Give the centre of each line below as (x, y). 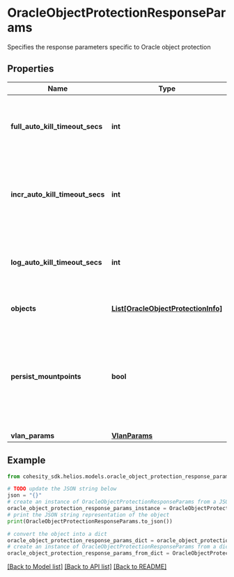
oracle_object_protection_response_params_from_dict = (88, 553)
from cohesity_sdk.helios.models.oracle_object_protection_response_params (119, 476)
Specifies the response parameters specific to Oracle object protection (109, 47)
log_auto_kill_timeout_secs (56, 262)
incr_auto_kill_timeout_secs (58, 194)
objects (23, 308)
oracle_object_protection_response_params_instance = (87, 509)
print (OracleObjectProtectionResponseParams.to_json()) (90, 521)
